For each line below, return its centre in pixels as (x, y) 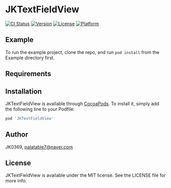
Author (17, 135)
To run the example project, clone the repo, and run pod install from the (82, 52)
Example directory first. (30, 58)
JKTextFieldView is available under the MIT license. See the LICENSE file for (86, 175)
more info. (16, 181)
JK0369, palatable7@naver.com (39, 147)
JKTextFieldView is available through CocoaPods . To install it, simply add (82, 103)
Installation (24, 91)
